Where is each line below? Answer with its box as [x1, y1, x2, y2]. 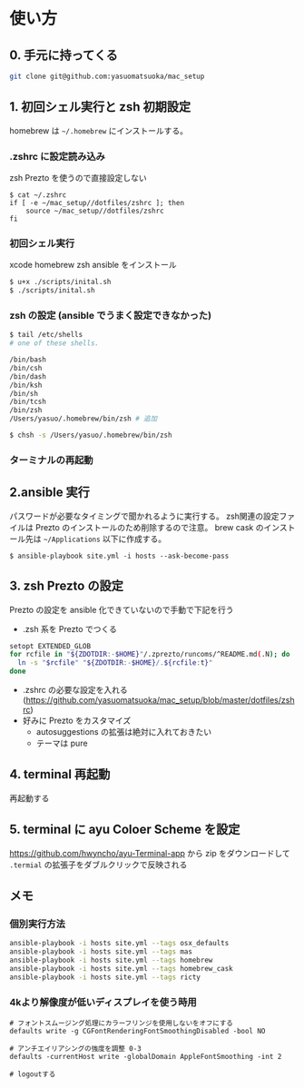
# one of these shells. [9, 339, 100, 348]
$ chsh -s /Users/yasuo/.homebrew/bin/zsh [9, 430, 172, 440]
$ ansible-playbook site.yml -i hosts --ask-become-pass [9, 551, 230, 560]
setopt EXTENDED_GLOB [9, 641, 92, 650]
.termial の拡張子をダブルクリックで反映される [9, 859, 188, 870]
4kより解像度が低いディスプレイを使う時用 [9, 995, 197, 1008]
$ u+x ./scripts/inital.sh [9, 278, 112, 287]
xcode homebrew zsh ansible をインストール [9, 260, 177, 271]
